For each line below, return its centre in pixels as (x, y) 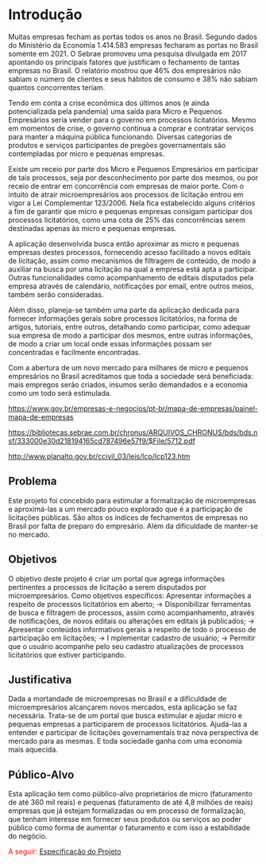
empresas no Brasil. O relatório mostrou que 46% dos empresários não (125, 70)
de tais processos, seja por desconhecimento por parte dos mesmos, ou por (133, 178)
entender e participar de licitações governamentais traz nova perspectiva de (133, 733)
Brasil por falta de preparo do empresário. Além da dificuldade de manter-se (133, 526)
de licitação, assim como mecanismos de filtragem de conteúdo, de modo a (132, 260)
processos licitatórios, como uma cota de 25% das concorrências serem (127, 220)
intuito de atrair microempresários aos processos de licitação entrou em (126, 194)
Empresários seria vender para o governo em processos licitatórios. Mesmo (132, 119)
